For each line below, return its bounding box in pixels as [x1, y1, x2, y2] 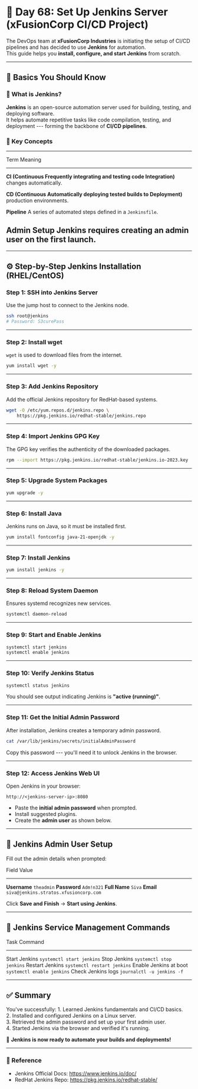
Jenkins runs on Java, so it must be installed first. [6, 523, 127, 530]
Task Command [6, 938, 44, 945]
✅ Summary [6, 990, 51, 1000]
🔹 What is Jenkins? [6, 90, 62, 98]
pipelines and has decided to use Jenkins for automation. [6, 44, 146, 51]
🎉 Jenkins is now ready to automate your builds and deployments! [6, 1036, 171, 1043]
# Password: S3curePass [6, 318, 65, 325]
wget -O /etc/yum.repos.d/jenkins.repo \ [6, 407, 110, 413]
